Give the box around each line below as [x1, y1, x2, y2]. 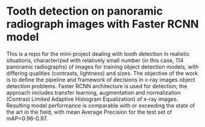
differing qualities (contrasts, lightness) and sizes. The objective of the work [6, 69, 198, 77]
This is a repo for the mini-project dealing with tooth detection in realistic [6, 50, 190, 57]
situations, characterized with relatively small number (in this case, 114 [6, 57, 184, 64]
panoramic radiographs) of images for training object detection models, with [6, 63, 199, 70]
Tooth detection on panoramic [6, 4, 163, 18]
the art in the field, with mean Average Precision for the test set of [6, 108, 173, 115]
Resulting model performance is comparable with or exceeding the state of [6, 101, 195, 109]
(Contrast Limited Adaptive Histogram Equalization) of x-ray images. [6, 95, 179, 103]
